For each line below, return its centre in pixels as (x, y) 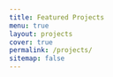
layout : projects (41, 34)
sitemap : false (37, 58)
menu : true (29, 26)
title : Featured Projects (56, 17)
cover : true (31, 42)
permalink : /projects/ (51, 50)
